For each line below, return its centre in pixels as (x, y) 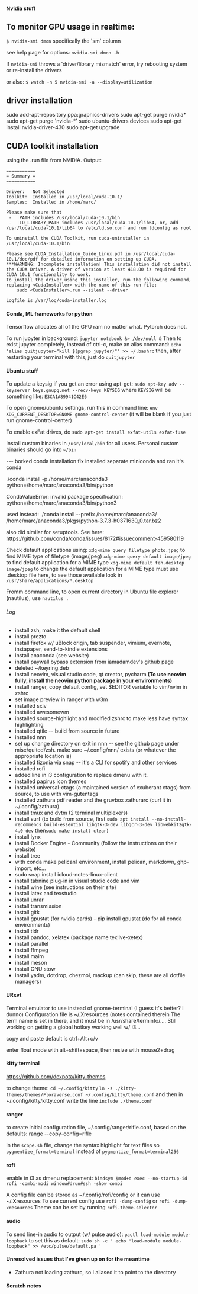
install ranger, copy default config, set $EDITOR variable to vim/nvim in (101, 686)
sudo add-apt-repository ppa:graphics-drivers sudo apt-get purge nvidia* (96, 115)
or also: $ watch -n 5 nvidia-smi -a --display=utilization (79, 82)
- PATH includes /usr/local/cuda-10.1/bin (64, 218)
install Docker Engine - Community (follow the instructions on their (96, 843)
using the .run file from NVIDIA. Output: (54, 160)
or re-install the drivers (34, 70)
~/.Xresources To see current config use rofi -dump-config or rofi (88, 1201)
